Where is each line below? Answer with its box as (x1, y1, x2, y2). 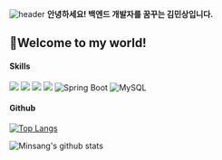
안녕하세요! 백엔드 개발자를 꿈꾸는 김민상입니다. (46, 9, 214, 19)
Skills (9, 61, 31, 71)
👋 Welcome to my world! (9, 35, 147, 51)
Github (9, 103, 36, 114)
